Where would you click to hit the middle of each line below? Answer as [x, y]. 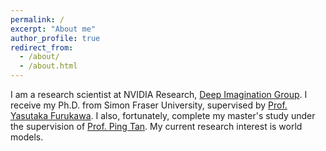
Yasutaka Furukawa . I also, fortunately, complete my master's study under [163, 115]
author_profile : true [55, 38]
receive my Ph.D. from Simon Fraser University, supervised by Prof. [149, 105]
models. [27, 137]
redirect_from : [42, 47]
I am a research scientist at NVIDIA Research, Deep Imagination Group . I [159, 94]
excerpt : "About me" [53, 29]
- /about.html [48, 66]
